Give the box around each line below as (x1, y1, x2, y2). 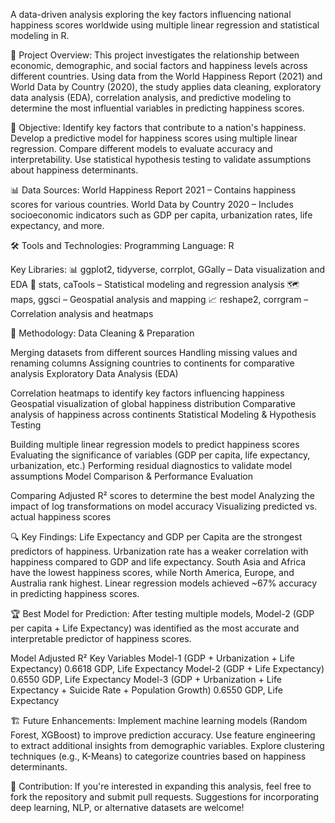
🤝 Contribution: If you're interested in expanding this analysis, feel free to (10, 780, 312, 792)
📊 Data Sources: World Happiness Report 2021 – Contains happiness (10, 184, 297, 196)
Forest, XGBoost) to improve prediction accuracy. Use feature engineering (10, 729, 316, 741)
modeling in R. (10, 30, 70, 41)
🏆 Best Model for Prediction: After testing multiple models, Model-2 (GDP (10, 608, 315, 619)
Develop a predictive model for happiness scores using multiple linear (10, 132, 298, 144)
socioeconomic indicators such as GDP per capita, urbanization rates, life (10, 209, 313, 221)
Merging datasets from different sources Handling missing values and (10, 347, 298, 358)
